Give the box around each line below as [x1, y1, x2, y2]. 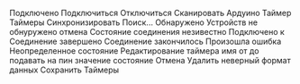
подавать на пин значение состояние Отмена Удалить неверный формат [9, 55, 291, 65]
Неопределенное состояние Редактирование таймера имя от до [9, 46, 259, 56]
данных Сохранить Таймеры [9, 64, 120, 75]
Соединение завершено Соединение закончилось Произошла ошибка [9, 36, 282, 46]
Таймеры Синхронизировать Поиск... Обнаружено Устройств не [9, 17, 259, 28]
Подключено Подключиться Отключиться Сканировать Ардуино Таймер [9, 8, 292, 18]
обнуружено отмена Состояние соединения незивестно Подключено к [9, 27, 286, 37]
